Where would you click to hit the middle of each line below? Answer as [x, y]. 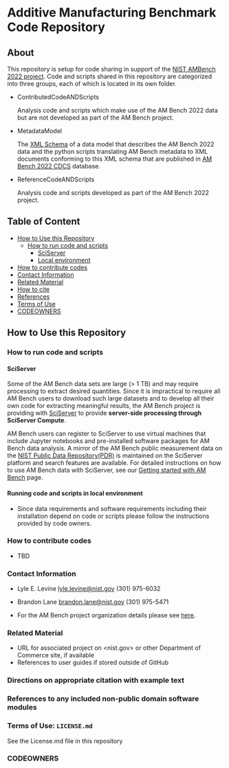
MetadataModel [40, 131]
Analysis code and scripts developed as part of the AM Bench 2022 [113, 193]
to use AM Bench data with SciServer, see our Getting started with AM [107, 470]
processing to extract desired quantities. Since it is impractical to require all [114, 391]
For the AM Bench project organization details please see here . [106, 615]
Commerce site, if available [56, 655]
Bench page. [25, 477]
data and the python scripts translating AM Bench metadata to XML [112, 151]
